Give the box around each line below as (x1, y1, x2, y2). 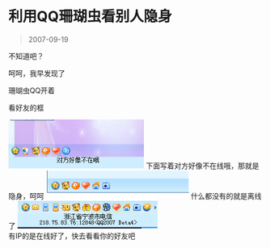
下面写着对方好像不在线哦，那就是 (145, 161, 259, 170)
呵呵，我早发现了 (8, 68, 65, 78)
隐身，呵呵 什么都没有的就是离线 (8, 191, 262, 200)
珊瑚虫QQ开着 (8, 86, 55, 95)
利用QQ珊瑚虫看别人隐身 (8, 7, 172, 26)
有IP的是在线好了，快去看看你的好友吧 (8, 231, 136, 241)
